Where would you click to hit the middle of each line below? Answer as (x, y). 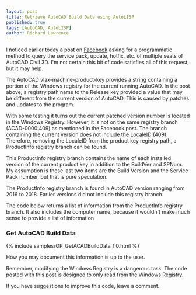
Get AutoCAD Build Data (41, 233)
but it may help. (25, 68)
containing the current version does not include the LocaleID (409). (87, 134)
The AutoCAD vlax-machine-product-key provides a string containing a (92, 80)
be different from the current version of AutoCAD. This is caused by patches (98, 98)
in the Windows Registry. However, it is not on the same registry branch (92, 122)
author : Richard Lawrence (37, 33)
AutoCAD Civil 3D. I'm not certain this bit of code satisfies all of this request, (98, 63)
